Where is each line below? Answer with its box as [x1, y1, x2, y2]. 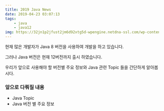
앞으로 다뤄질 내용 [5, 84, 45, 91]
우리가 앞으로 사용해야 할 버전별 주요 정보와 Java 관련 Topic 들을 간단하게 [5, 64, 145, 70]
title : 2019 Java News [5, 7, 51, 12]
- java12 [14, 25, 32, 30]
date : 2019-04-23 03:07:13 [5, 12, 60, 17]
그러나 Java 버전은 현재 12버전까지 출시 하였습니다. [5, 54, 102, 60]
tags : [5, 16, 16, 21]
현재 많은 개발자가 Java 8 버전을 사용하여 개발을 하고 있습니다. [5, 44, 124, 49]
